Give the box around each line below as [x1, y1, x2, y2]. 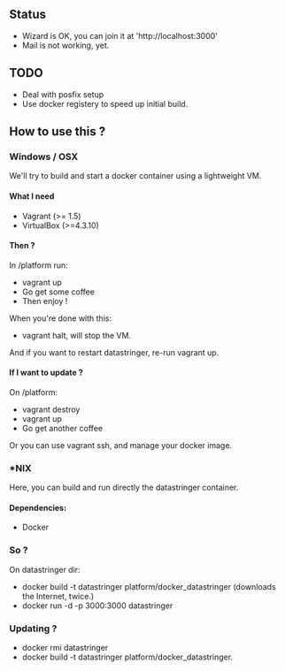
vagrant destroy [21, 404, 81, 415]
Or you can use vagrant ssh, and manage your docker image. [9, 439, 233, 450]
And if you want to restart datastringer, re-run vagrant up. [9, 347, 220, 357]
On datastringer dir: [9, 564, 81, 575]
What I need [9, 190, 55, 202]
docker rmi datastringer [21, 643, 109, 653]
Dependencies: [9, 502, 67, 513]
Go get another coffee [21, 423, 104, 433]
